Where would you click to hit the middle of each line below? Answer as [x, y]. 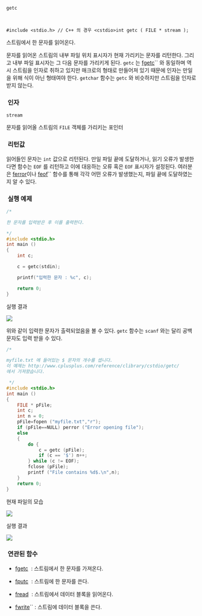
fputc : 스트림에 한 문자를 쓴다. [52, 581]
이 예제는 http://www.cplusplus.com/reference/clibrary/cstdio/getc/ [93, 366]
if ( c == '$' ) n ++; [63, 455]
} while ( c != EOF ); [54, 461]
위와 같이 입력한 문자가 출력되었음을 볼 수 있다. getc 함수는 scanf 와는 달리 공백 [99, 330]
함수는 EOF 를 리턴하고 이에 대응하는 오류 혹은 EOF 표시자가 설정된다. [97, 166]
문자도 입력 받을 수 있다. [34, 338]
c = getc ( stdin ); [39, 267]
